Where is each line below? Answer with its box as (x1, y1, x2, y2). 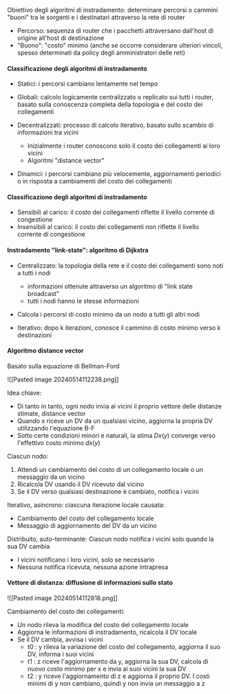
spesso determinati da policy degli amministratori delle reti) (17, 48, 186, 57)
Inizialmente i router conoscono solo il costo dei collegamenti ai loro (27, 141, 220, 150)
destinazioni (17, 330, 52, 339)
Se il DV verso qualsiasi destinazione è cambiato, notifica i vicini (17, 487, 199, 495)
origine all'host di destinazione (17, 34, 105, 42)
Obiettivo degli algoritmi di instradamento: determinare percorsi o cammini (7, 6, 218, 14)
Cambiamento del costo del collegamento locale (17, 514, 154, 522)
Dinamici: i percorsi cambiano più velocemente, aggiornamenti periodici (17, 170, 222, 178)
